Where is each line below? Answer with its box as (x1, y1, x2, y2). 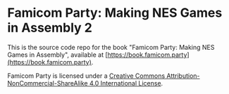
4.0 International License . (89, 79, 163, 87)
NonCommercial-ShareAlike (7, 79, 88, 87)
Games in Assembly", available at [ (7, 51, 108, 59)
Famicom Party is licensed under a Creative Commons (7, 72, 166, 80)
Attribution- (166, 72, 200, 80)
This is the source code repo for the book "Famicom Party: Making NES (7, 43, 215, 51)
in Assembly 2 (7, 20, 93, 36)
